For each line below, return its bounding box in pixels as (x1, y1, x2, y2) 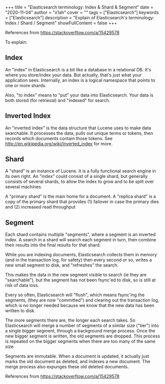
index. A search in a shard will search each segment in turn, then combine (5, 237, 157, 243)
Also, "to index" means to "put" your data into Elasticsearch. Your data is (5, 92, 154, 98)
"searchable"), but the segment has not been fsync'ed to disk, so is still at (5, 277, 156, 283)
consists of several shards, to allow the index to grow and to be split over (5, 178, 155, 185)
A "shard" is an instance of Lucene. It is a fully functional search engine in (5, 168, 156, 174)
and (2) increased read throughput (5, 204, 76, 210)
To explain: (5, 39, 28, 45)
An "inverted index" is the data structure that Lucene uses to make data (5, 125, 151, 131)
